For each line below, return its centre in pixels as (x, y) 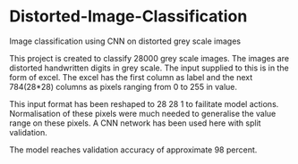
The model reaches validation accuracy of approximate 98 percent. (133, 150)
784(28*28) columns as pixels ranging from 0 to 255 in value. (123, 86)
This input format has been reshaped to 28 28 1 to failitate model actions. (144, 103)
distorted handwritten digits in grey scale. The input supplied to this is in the (149, 68)
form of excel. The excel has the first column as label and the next (131, 77)
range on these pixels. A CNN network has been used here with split (135, 123)
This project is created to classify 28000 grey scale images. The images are (149, 58)
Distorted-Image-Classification (128, 16)
